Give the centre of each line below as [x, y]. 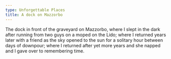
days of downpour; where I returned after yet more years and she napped [83, 45]
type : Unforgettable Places [35, 10]
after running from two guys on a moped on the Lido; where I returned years [86, 35]
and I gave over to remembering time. [45, 51]
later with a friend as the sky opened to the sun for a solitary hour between [84, 40]
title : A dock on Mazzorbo [34, 15]
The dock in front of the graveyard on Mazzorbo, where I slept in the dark [83, 29]
